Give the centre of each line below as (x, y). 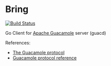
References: (18, 43)
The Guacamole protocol (39, 52)
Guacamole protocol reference (45, 58)
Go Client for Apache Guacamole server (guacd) (56, 33)
